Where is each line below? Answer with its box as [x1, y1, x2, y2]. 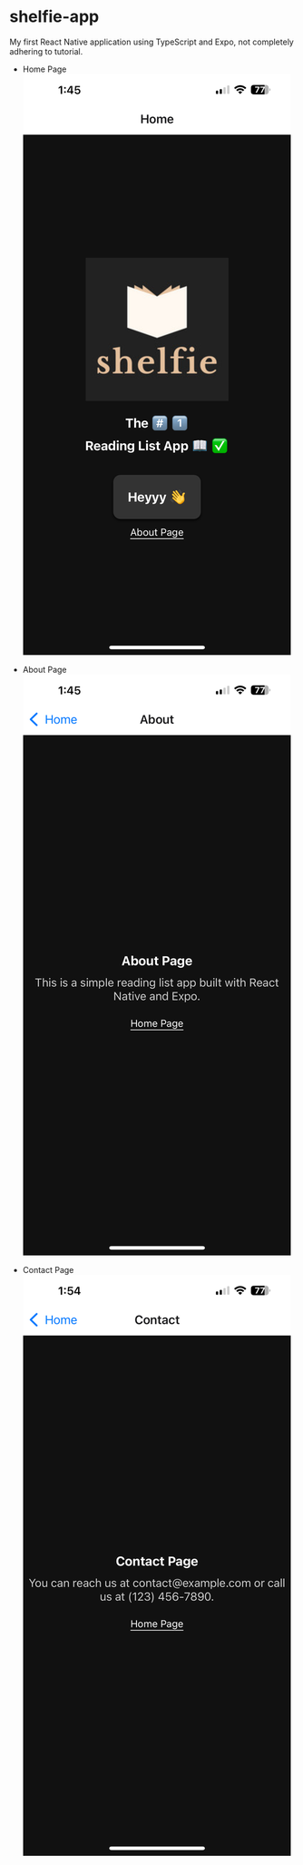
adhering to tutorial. [9, 45, 83, 56]
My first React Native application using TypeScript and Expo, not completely [9, 36, 295, 47]
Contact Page [22, 1264, 74, 1275]
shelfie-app [9, 6, 100, 27]
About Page [22, 664, 67, 675]
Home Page [22, 64, 67, 74]
